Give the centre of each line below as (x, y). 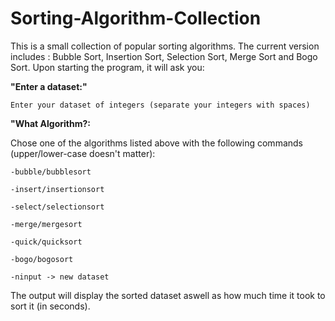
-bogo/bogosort (42, 259)
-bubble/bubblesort (51, 172)
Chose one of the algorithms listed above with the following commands (156, 143)
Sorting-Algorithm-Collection (136, 18)
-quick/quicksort (46, 242)
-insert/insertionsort (57, 189)
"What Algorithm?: (50, 123)
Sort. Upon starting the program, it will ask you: (107, 67)
